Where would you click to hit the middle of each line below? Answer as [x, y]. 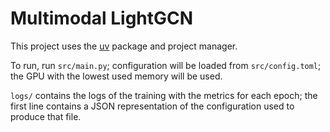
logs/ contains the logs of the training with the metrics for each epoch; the [164, 95]
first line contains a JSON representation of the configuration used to [152, 106]
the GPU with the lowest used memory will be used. [116, 76]
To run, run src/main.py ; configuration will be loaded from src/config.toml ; [166, 65]
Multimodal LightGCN [102, 18]
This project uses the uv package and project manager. [124, 46]
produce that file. [46, 116]
